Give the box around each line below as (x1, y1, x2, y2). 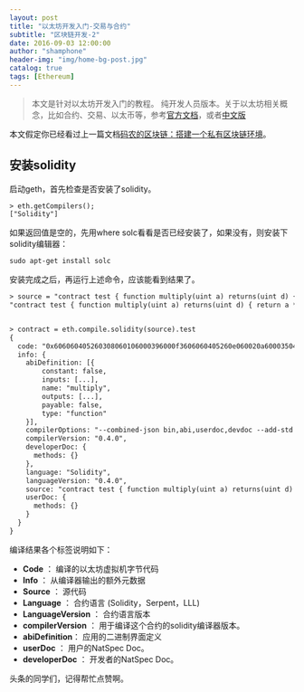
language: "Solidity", (25, 468, 111, 477)
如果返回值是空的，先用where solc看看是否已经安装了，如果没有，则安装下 (9, 227, 289, 238)
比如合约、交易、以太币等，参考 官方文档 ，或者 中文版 (47, 109, 246, 120)
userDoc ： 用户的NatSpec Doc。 (22, 642, 149, 653)
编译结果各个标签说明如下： (9, 544, 113, 555)
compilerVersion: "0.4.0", (25, 434, 128, 443)
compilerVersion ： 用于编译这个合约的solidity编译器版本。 (22, 620, 245, 630)
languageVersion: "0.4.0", (25, 476, 128, 485)
